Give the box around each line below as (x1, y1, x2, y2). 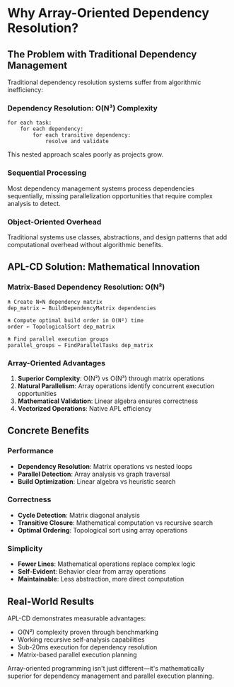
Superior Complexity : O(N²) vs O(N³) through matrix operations (17, 374, 205, 382)
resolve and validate (45, 138, 110, 145)
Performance (7, 446, 54, 456)
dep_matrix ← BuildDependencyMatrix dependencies (7, 305, 157, 312)
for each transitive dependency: (33, 132, 131, 139)
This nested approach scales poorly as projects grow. (7, 150, 164, 159)
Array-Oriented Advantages (7, 358, 106, 368)
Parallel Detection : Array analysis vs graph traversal (17, 470, 170, 478)
